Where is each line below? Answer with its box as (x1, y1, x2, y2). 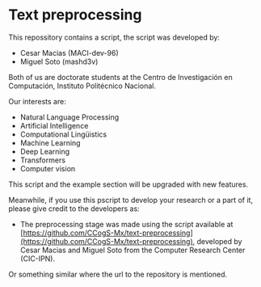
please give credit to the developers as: (8, 204, 140, 213)
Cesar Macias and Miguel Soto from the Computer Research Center (19, 245, 246, 255)
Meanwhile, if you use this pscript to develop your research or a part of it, (8, 195, 253, 205)
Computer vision (19, 163, 76, 173)
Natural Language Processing (19, 112, 120, 122)
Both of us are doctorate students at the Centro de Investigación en (8, 72, 233, 82)
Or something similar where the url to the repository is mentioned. (8, 269, 228, 279)
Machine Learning (19, 137, 81, 147)
